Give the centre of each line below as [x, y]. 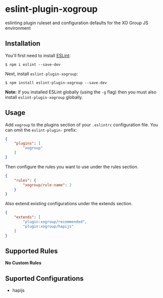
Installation [23, 44]
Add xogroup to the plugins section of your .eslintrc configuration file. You [81, 125]
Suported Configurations [44, 278]
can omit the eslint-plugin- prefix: [41, 130]
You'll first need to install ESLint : [38, 55]
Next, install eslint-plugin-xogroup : [41, 74]
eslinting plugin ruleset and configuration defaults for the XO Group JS [77, 23]
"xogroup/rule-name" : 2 [47, 185]
